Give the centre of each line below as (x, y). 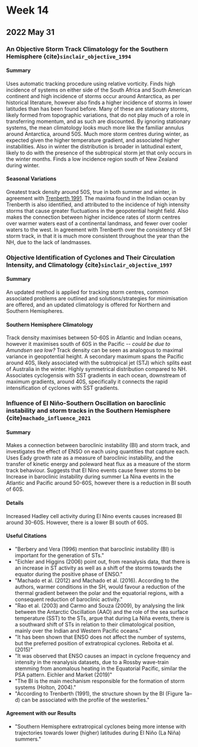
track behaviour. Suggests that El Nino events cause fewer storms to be (93, 470)
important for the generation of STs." (59, 555)
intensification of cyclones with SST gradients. (63, 388)
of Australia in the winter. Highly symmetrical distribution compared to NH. (97, 369)
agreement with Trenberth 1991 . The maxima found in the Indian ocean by (96, 198)
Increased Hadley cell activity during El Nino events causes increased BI (94, 516)
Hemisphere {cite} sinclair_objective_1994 (69, 56)
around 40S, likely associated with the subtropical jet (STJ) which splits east (99, 363)
